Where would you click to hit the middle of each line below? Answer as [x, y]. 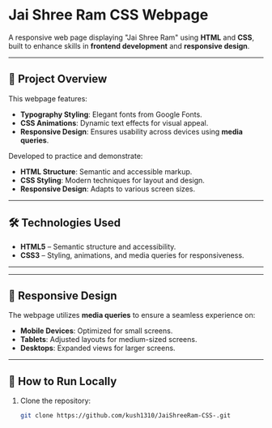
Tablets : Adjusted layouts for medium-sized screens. [108, 340]
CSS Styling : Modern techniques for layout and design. [112, 180]
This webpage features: [48, 98]
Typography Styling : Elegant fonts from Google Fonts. [111, 114]
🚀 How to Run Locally [63, 381]
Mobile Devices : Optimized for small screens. [96, 331]
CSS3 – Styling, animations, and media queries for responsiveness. [132, 255]
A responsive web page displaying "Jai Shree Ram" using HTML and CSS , [132, 37]
